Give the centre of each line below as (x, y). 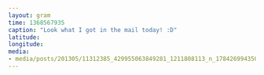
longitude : (26, 45)
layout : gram (29, 15)
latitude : (24, 37)
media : (19, 52)
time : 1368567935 (37, 23)
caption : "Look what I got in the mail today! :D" (93, 30)
